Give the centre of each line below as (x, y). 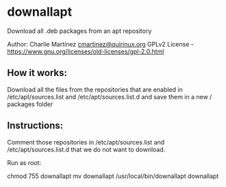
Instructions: (35, 126)
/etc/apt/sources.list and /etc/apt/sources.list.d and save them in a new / (110, 97)
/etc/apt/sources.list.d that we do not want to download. (86, 149)
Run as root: (24, 162)
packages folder (30, 104)
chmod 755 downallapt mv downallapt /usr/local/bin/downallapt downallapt (113, 176)
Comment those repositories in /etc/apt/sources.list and (86, 142)
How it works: (37, 73)
